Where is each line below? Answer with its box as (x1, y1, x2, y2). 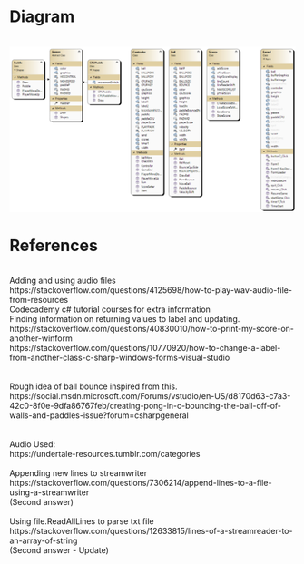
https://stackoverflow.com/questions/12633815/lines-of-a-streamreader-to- (9, 525, 293, 536)
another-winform (9, 333, 73, 344)
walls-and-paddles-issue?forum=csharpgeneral (9, 410, 189, 421)
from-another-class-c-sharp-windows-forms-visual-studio (9, 352, 230, 363)
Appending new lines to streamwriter (9, 467, 148, 478)
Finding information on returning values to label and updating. (9, 313, 240, 324)
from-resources (9, 294, 69, 305)
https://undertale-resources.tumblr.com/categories (9, 448, 201, 459)
